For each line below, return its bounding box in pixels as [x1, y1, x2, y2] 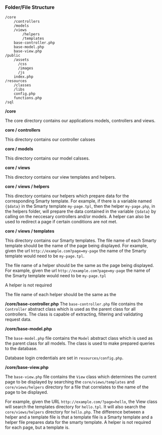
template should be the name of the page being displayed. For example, [5, 243, 148, 249]
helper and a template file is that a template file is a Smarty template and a [5, 414, 153, 420]
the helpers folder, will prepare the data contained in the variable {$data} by [5, 208, 156, 215]
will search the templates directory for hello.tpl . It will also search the [5, 404, 146, 410]
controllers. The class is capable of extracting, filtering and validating [5, 311, 143, 317]
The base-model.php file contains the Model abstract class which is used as [5, 335, 153, 341]
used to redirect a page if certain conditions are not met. [5, 219, 118, 225]
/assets [14, 57, 29, 62]
